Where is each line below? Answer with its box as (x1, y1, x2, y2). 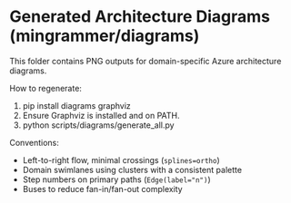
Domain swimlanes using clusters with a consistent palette (22, 164, 243, 175)
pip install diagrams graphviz (22, 100, 132, 111)
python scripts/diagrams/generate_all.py (22, 120, 175, 130)
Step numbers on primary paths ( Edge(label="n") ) (22, 174, 211, 185)
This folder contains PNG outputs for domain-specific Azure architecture (9, 55, 282, 66)
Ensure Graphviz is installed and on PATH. (22, 110, 180, 121)
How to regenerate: (9, 82, 82, 93)
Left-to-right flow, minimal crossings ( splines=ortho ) (22, 154, 220, 165)
